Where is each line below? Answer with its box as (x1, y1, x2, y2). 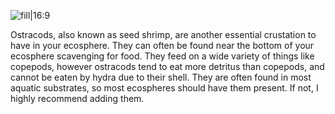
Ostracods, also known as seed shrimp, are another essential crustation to (10, 29, 317, 40)
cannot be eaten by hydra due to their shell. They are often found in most (10, 71, 312, 83)
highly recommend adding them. (10, 93, 145, 104)
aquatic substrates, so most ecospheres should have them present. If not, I (10, 82, 319, 94)
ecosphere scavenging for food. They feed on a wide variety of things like (10, 50, 315, 62)
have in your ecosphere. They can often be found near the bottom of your (10, 40, 315, 51)
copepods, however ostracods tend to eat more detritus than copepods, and (10, 61, 325, 72)
